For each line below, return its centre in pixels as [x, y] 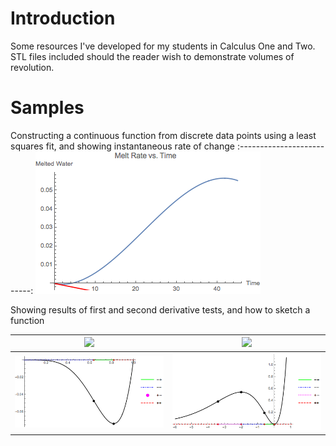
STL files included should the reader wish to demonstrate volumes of [152, 56]
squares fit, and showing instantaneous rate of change [122, 146]
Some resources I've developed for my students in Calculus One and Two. [163, 46]
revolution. [32, 67]
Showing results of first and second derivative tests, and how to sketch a [160, 309]
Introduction [63, 18]
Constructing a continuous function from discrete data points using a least [163, 135]
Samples [47, 108]
